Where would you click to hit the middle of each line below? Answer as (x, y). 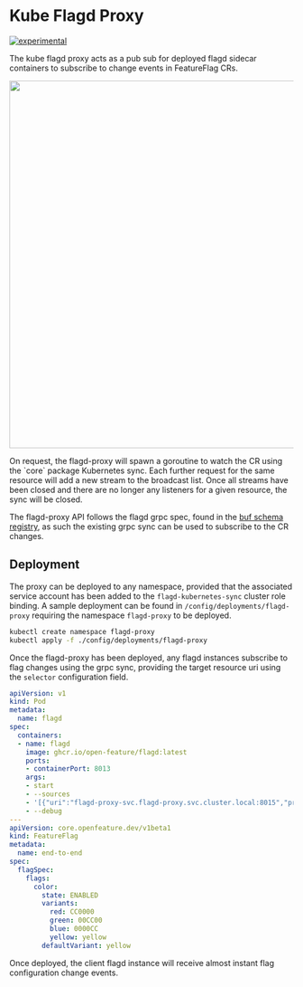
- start (40, 786)
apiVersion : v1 (38, 693)
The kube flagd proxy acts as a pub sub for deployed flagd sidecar (133, 58)
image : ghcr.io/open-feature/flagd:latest (106, 752)
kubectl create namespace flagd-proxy (82, 631)
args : (36, 778)
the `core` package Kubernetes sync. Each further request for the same (142, 470)
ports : (38, 761)
